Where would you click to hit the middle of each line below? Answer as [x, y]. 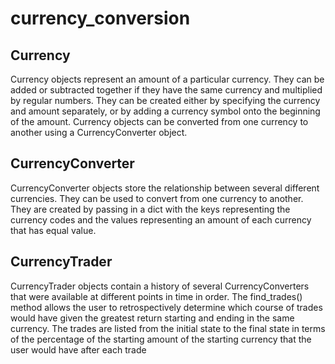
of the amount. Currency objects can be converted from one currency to [159, 121]
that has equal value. [53, 230]
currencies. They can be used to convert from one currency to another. [157, 198]
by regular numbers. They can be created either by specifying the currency [165, 100]
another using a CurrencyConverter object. [99, 132]
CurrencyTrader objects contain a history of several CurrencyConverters [160, 286]
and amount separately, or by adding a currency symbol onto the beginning [165, 111]
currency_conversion [100, 18]
